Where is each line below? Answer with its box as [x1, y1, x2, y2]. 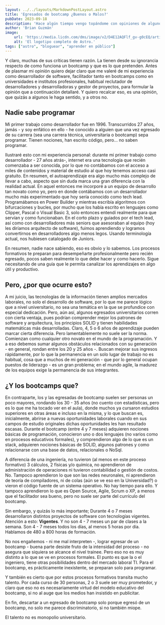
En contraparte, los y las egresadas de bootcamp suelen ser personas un [5, 395, 153, 401]
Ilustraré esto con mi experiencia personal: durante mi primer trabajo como [5, 152, 157, 158]
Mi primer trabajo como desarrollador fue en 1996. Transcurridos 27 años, [5, 121, 155, 127]
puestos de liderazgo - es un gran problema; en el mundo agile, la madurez [5, 362, 157, 368]
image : [5, 30, 19, 35]
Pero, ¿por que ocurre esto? [5, 281, 92, 289]
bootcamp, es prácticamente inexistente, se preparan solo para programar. [5, 565, 157, 571]
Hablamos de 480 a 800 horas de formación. [5, 529, 96, 535]
